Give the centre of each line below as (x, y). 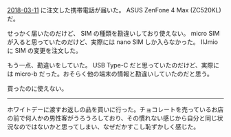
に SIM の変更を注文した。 (45, 51)
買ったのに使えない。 (37, 88)
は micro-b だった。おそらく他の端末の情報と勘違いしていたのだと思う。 (110, 74)
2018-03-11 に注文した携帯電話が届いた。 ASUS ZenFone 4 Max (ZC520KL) (114, 10)
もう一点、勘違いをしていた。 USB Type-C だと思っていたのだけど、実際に (113, 65)
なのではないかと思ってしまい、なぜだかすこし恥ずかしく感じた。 (106, 127)
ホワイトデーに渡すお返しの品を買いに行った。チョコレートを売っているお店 (115, 109)
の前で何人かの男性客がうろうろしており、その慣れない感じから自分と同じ (112, 118)
